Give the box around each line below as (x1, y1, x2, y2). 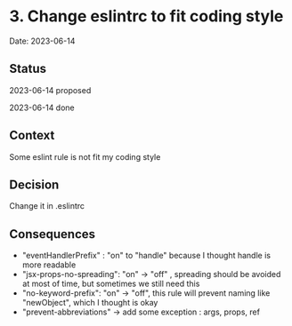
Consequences (9, 227, 96, 242)
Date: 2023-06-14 (9, 36, 76, 46)
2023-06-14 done (9, 102, 76, 113)
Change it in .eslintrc (9, 201, 85, 211)
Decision (9, 177, 60, 192)
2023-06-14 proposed (9, 84, 92, 95)
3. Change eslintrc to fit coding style (9, 6, 284, 27)
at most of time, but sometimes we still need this (21, 278, 200, 290)
